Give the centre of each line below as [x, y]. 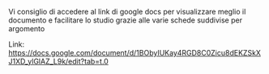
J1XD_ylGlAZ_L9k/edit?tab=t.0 [59, 61]
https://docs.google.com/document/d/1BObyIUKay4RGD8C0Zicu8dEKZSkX [135, 53]
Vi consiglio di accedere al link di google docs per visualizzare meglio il [127, 12]
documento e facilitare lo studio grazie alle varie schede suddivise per [126, 20]
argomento [27, 29]
